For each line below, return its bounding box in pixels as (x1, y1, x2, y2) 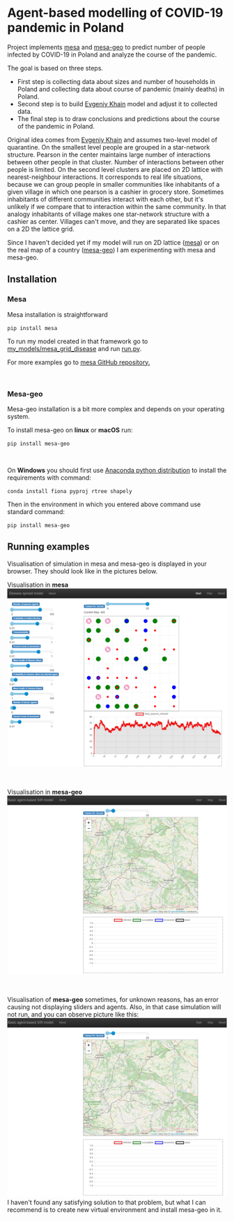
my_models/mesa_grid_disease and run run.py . (7, 344, 142, 352)
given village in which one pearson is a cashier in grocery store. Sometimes (7, 187, 224, 196)
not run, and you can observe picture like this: (7, 1011, 139, 1019)
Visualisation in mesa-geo (7, 788, 83, 797)
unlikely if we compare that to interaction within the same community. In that (7, 202, 226, 210)
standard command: (7, 507, 65, 515)
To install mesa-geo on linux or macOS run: (7, 425, 133, 434)
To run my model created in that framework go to (7, 337, 148, 345)
